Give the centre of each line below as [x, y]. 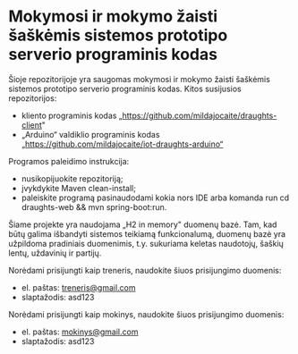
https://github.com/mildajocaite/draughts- [200, 115]
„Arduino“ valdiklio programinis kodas [90, 134]
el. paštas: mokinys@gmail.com [80, 332]
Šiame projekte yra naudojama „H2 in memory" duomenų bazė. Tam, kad [143, 224]
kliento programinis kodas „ [72, 115]
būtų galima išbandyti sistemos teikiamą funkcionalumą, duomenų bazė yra [147, 233]
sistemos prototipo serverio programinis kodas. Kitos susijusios [125, 88]
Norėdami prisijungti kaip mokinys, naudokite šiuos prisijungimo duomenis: [146, 314]
